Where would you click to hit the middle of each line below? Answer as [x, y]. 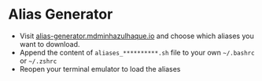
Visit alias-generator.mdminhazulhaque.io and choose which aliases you [137, 36]
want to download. [50, 44]
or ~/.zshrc [38, 61]
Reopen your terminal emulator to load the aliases [100, 69]
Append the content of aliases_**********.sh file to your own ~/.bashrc [137, 52]
